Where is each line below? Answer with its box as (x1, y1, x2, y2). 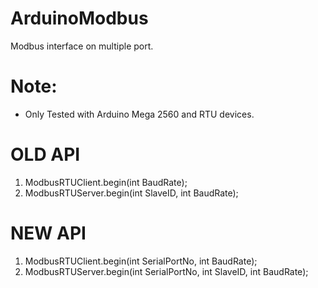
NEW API (10, 222, 87, 244)
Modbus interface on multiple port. (10, 40, 154, 52)
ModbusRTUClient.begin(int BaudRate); (24, 176, 188, 188)
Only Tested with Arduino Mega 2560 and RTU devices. (24, 108, 255, 120)
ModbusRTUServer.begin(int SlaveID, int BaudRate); (24, 187, 239, 199)
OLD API (10, 143, 81, 166)
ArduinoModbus (10, 7, 149, 30)
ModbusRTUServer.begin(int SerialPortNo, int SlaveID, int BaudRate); (24, 265, 309, 277)
